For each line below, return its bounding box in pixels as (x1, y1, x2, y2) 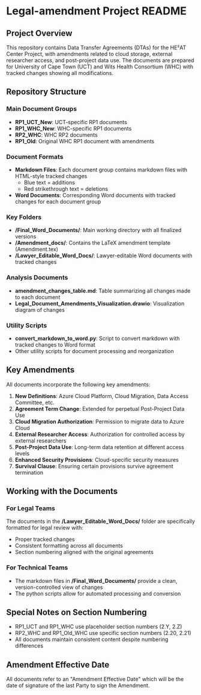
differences (14, 642, 44, 649)
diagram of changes (14, 306, 65, 313)
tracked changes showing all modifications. (6, 70, 114, 76)
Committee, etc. (14, 399, 55, 406)
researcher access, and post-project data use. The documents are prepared (6, 57, 194, 64)
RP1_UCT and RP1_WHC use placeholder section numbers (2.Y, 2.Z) (14, 623, 182, 630)
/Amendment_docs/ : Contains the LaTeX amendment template (14, 239, 171, 246)
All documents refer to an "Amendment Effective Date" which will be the (6, 676, 184, 683)
